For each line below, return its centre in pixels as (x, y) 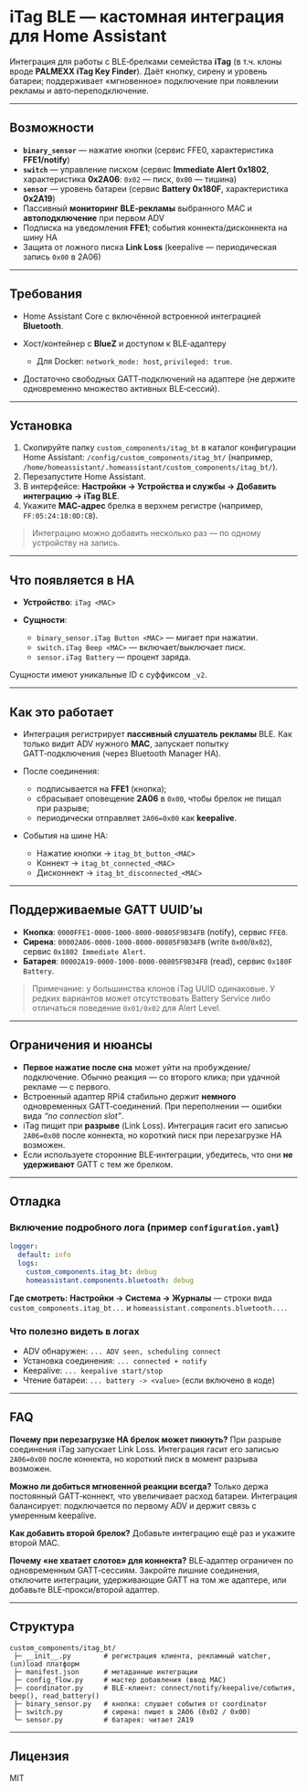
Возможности (52, 128)
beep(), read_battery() (55, 1696)
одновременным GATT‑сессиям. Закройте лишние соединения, (135, 1570)
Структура (42, 1627)
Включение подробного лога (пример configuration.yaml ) (144, 1227)
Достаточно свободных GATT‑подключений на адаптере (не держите (159, 379)
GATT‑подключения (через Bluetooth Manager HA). (122, 753)
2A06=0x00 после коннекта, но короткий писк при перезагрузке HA (152, 1135)
